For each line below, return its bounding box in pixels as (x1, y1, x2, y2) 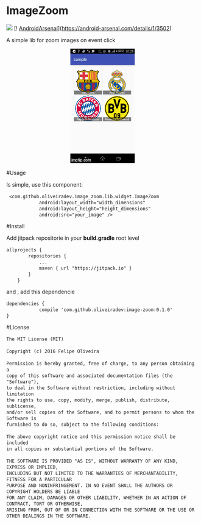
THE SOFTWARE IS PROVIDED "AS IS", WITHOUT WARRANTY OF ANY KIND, (6, 458, 178, 464)
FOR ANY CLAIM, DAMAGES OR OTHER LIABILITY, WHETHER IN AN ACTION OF (6, 495, 187, 501)
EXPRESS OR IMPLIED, (6, 464, 59, 470)
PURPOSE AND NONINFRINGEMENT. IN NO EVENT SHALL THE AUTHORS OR (6, 483, 173, 489)
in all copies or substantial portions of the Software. (6, 446, 154, 452)
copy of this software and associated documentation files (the (6, 373, 173, 379)
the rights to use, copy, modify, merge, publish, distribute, (6, 397, 171, 403)
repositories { (28, 253, 67, 259)
